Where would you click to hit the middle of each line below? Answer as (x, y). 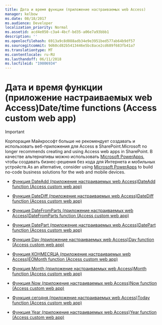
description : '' (21, 37)
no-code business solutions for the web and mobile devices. (65, 172)
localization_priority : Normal (37, 28)
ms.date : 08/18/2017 (26, 18)
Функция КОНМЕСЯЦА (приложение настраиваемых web (71, 254)
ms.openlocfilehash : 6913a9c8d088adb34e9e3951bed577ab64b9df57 (70, 41)
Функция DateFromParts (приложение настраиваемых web (73, 211)
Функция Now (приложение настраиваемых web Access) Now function (84, 283)
